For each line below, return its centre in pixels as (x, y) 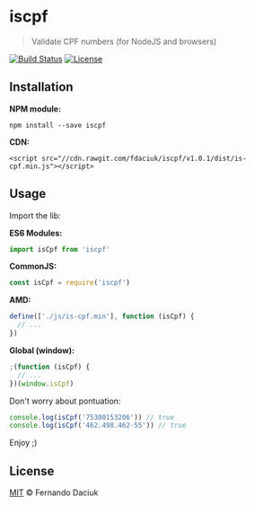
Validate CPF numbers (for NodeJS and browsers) (124, 41)
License (32, 470)
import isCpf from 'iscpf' (60, 249)
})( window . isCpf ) (42, 384)
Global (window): (42, 350)
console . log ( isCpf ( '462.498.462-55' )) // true (98, 426)
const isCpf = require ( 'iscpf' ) (70, 283)
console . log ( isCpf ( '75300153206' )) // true (92, 417)
